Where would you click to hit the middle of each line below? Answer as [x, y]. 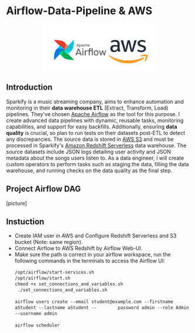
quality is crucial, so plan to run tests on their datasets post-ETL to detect [96, 133]
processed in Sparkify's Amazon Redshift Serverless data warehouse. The [96, 145]
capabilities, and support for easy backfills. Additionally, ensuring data [92, 126]
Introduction [29, 88]
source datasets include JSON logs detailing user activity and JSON [89, 151]
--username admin [36, 314]
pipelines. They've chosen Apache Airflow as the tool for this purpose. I [93, 114]
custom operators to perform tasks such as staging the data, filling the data [98, 164]
